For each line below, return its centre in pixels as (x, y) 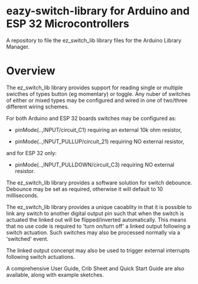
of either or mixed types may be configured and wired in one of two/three (97, 100)
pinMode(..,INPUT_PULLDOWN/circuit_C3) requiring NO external (95, 164)
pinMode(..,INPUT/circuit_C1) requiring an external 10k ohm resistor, (98, 129)
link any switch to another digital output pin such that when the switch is (95, 213)
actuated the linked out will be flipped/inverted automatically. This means (96, 219)
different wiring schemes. (38, 107)
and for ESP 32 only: (31, 153)
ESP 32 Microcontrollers (68, 24)
